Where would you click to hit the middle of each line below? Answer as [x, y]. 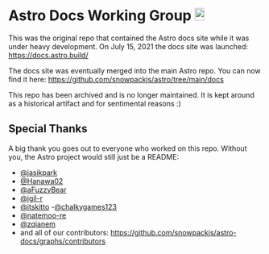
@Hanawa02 [41, 181]
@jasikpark [39, 173]
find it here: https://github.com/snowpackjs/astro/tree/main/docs [116, 79]
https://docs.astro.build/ [48, 55]
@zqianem [38, 223]
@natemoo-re [43, 215]
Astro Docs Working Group [100, 16]
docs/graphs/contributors [63, 241]
